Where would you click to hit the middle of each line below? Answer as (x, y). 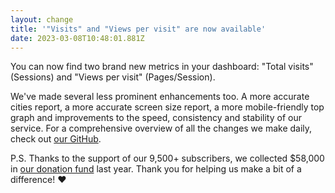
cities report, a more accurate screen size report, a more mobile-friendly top (167, 107)
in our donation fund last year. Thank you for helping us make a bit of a (156, 169)
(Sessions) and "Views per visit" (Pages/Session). (113, 77)
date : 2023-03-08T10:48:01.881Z (77, 38)
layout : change (42, 19)
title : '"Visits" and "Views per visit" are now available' (138, 29)
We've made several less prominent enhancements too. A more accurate (160, 97)
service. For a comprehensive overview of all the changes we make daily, (161, 128)
